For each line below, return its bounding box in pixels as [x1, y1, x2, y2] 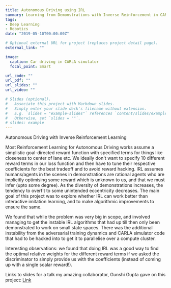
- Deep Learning [5, 21, 40, 27]
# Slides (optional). [5, 97, 51, 102]
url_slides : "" [5, 83, 38, 88]
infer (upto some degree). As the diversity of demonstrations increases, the [5, 182, 163, 188]
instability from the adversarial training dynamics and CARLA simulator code [5, 230, 165, 236]
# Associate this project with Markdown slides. [5, 101, 115, 106]
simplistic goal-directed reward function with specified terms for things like [5, 150, 163, 156]
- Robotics [5, 27, 28, 32]
